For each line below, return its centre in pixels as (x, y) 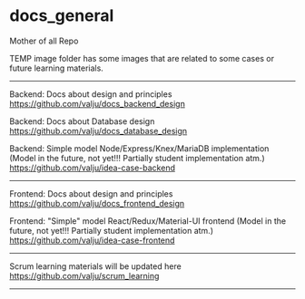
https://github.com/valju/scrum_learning (84, 275)
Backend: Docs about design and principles (91, 94)
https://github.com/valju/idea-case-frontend (92, 240)
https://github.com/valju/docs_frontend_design (97, 203)
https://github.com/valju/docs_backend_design (98, 103)
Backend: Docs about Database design (82, 121)
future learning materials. (57, 68)
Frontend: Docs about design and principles (91, 193)
